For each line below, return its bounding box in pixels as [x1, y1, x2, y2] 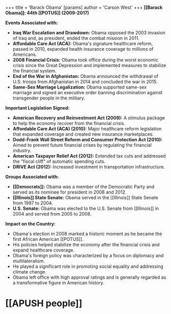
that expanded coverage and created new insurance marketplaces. [12, 131, 154, 137]
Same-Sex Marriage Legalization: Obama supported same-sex [12, 84, 147, 90]
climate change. [12, 269, 47, 275]
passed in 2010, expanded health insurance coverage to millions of [12, 46, 154, 52]
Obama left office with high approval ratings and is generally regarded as [12, 274, 166, 280]
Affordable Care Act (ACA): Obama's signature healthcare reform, [12, 40, 153, 47]
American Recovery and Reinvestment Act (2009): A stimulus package [12, 115, 165, 121]
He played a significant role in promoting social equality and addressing [12, 263, 163, 269]
